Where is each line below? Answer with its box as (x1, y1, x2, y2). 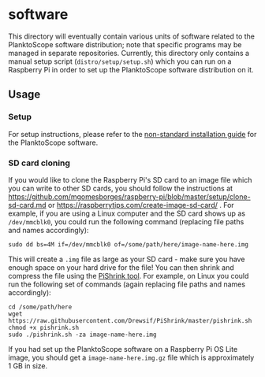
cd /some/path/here (8, 303, 73, 311)
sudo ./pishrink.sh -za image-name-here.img (8, 331, 157, 338)
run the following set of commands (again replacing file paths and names (8, 279, 246, 289)
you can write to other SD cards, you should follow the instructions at (8, 183, 233, 193)
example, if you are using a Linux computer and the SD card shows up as (8, 209, 246, 218)
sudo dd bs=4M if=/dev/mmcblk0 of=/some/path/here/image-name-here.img (8, 240, 248, 249)
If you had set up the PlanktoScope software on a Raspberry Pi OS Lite (8, 344, 238, 353)
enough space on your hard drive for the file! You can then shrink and (8, 262, 234, 272)
